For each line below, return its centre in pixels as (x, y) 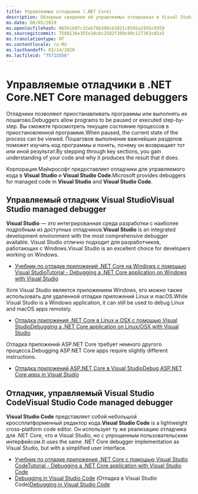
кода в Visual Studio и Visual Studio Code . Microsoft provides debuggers (96, 175)
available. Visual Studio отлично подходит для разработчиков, (83, 242)
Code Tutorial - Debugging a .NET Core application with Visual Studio (98, 466)
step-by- (174, 120)
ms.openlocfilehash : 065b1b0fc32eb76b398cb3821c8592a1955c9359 (85, 28)
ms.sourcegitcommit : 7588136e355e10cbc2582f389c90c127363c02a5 (85, 34)
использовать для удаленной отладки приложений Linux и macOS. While (97, 296)
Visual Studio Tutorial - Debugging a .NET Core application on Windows (101, 273)
